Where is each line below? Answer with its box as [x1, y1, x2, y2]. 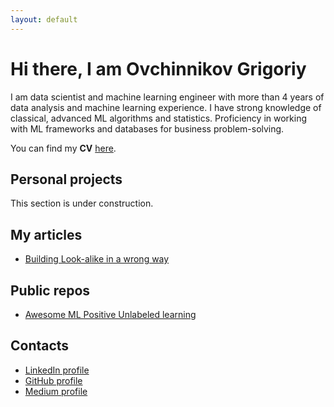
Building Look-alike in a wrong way [24, 253, 170, 265]
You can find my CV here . [10, 142, 117, 154]
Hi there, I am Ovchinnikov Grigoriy [10, 57, 307, 80]
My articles [10, 226, 83, 243]
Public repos [10, 282, 91, 299]
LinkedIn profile [24, 364, 90, 376]
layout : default [10, 14, 78, 25]
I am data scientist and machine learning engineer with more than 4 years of [10, 91, 325, 103]
